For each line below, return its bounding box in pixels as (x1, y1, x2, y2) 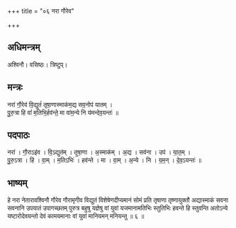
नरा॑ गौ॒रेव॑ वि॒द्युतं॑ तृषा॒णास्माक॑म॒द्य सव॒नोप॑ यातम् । (7, 100, 113, 109)
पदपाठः (7, 129, 30, 141)
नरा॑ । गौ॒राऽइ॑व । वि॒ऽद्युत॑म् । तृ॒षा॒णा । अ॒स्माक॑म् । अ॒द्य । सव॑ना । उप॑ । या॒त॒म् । (7, 148, 191, 156)
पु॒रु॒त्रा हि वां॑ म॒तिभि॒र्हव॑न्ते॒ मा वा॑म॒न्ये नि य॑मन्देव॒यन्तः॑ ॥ (7, 108, 119, 116)
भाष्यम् (7, 177, 28, 189)
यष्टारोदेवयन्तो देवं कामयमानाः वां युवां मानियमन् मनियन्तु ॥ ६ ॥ (7, 212, 145, 220)
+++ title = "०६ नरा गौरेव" (7, 7, 74, 15)
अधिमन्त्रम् (7, 41, 40, 53)
